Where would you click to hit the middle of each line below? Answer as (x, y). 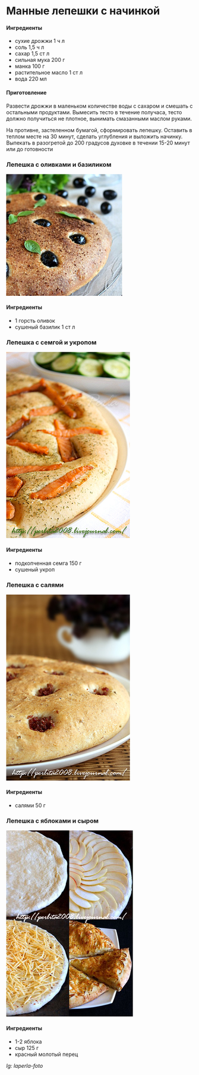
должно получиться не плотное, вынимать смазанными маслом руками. (99, 118)
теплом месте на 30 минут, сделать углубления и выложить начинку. (94, 136)
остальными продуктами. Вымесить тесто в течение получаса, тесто (94, 112)
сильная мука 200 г (40, 60)
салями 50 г (30, 805)
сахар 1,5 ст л (32, 54)
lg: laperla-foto (25, 1065)
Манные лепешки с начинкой (83, 11)
